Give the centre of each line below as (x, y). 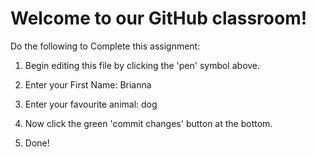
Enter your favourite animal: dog (91, 104)
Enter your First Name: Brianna (88, 84)
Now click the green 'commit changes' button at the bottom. (148, 123)
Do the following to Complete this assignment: (105, 46)
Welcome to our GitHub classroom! (159, 18)
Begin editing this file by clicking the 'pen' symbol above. (142, 65)
